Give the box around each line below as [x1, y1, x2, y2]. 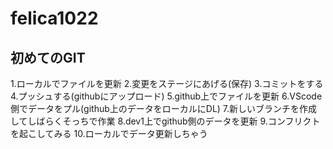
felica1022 [10, 7, 99, 30]
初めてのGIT [10, 49, 86, 66]
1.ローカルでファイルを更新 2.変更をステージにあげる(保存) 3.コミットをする [10, 78, 324, 89]
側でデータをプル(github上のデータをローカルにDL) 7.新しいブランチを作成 [10, 103, 318, 114]
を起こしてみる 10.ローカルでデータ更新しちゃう [10, 128, 208, 139]
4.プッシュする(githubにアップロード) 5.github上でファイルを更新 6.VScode [10, 90, 323, 102]
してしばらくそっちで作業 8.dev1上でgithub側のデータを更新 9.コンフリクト [10, 115, 321, 127]
